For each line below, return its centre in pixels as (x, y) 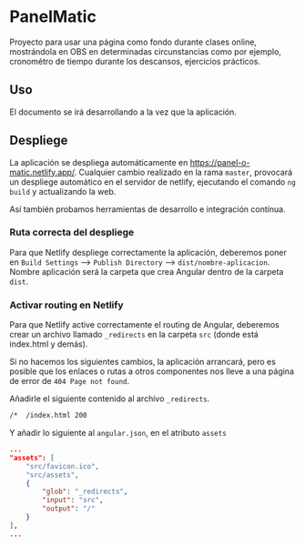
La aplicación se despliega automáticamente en (99, 162)
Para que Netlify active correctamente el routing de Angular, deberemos (145, 325)
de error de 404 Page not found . (70, 381)
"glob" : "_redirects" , (85, 492)
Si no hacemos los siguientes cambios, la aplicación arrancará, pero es (142, 362)
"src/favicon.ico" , (63, 466)
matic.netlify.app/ (42, 172)
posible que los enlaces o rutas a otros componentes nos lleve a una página (152, 371)
